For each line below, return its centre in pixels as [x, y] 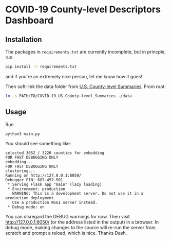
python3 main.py [23, 134]
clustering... [21, 171]
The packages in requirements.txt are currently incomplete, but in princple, [85, 52]
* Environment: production [36, 189]
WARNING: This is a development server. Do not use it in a [78, 194]
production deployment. [31, 198]
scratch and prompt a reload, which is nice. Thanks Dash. [66, 233]
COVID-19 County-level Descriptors [83, 10]
